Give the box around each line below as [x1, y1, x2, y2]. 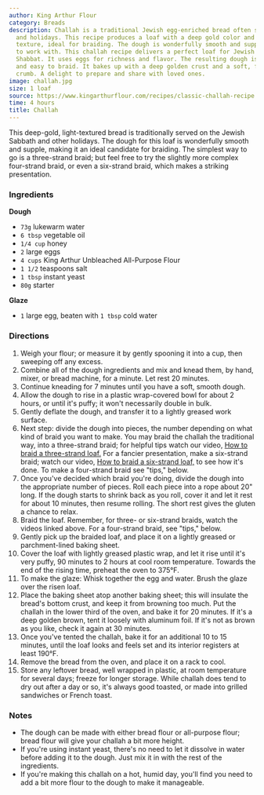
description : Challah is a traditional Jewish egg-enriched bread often [9, 26, 251, 34]
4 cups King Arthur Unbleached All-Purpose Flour [20, 256, 181, 265]
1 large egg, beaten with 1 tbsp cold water [20, 311, 157, 320]
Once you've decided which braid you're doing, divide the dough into [20, 473, 244, 483]
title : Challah [9, 107, 59, 115]
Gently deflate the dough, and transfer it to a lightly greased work [20, 407, 232, 416]
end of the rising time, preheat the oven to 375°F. [20, 565, 179, 574]
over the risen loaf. [20, 582, 81, 591]
